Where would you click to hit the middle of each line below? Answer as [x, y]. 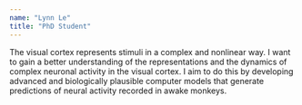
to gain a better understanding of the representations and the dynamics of [148, 62]
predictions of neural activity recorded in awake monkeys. [118, 91]
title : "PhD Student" [50, 26]
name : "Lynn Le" [40, 18]
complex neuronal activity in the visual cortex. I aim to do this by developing [151, 71]
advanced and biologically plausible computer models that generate [137, 81]
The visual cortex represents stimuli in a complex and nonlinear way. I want [150, 52]
